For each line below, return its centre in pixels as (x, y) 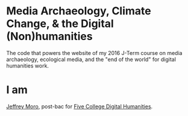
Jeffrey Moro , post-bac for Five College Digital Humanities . (80, 106)
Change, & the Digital (60, 24)
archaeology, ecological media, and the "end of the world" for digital (91, 59)
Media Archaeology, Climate (79, 11)
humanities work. (28, 65)
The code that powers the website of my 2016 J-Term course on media (94, 53)
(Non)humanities (49, 36)
